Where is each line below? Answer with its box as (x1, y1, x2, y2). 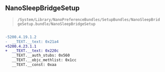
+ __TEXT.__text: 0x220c (5, 48, 59, 54)
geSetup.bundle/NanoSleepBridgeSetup (17, 21, 96, 26)
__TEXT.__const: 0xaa (11, 62, 57, 68)
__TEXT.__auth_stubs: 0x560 (11, 53, 70, 58)
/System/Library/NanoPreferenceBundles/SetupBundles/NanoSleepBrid (17, 17, 160, 22)
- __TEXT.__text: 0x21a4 (5, 39, 59, 44)
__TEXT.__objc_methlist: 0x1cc (11, 58, 77, 63)
